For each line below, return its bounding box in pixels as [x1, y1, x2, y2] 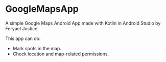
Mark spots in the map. [12, 45, 61, 51]
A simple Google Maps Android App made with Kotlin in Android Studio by [5, 20, 161, 26]
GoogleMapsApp [5, 3, 79, 15]
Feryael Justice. [5, 25, 39, 31]
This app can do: [5, 35, 41, 42]
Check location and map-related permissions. [12, 51, 109, 57]
